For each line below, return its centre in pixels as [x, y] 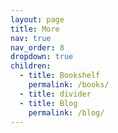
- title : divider [55, 94]
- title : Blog [48, 103]
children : [31, 66]
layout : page [37, 19]
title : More [35, 29]
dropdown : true [42, 57]
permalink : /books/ [69, 85]
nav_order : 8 [37, 47]
